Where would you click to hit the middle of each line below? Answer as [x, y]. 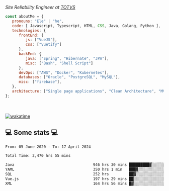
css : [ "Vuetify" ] [44, 45]
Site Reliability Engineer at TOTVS [40, 7]
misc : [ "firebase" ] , [40, 82]
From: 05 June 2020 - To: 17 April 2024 [48, 147]
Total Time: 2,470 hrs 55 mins [38, 156]
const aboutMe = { [24, 17]
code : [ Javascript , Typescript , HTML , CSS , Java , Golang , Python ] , [86, 26]
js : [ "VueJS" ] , [41, 40]
